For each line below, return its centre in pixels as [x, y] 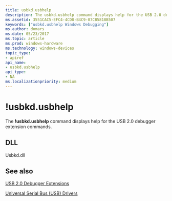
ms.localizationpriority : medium [41, 82]
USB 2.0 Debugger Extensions [37, 184]
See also [19, 171]
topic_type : [18, 53]
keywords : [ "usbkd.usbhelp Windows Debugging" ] [57, 24]
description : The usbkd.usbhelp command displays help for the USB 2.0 [83, 15]
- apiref [15, 58]
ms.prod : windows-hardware [34, 44]
